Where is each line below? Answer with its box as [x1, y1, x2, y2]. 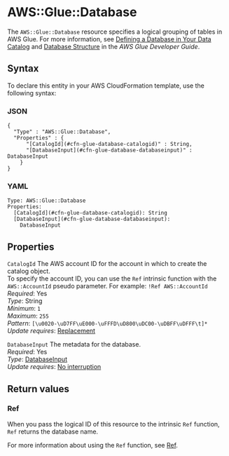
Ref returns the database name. [7, 427, 99, 436]
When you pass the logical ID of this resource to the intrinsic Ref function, [7, 420, 220, 428]
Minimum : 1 [7, 304, 41, 313]
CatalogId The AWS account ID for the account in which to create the [7, 260, 207, 268]
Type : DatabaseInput [7, 355, 68, 363]
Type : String [7, 297, 43, 305]
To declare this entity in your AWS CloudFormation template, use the [7, 81, 204, 90]
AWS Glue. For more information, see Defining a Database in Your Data [7, 34, 211, 43]
